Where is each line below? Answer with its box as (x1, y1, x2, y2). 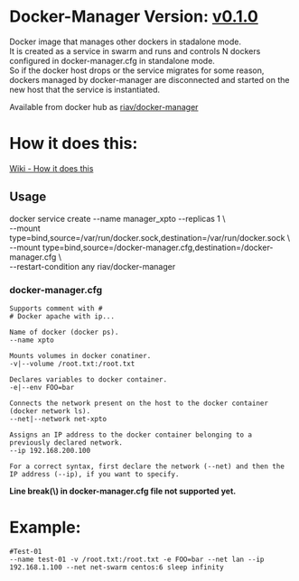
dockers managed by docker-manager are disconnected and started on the (9, 74, 290, 85)
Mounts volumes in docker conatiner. (9, 351, 152, 360)
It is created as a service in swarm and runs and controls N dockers (9, 45, 261, 56)
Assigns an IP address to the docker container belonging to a (9, 430, 253, 439)
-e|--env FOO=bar (9, 383, 75, 392)
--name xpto (9, 336, 54, 345)
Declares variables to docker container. (9, 374, 168, 384)
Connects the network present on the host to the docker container (9, 399, 269, 408)
